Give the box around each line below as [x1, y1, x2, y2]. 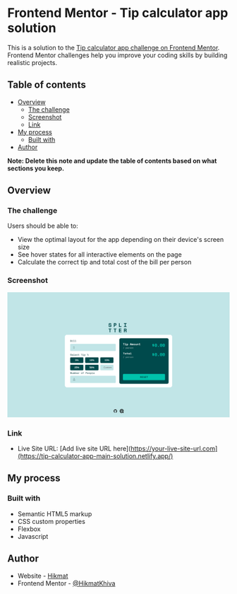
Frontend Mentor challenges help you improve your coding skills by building [7, 51, 228, 59]
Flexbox [17, 525, 41, 533]
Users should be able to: [7, 221, 79, 231]
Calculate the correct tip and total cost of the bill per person [17, 258, 192, 267]
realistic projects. [7, 58, 58, 66]
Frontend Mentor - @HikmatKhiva [17, 578, 116, 588]
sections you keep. [7, 164, 65, 173]
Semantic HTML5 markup [17, 509, 92, 518]
